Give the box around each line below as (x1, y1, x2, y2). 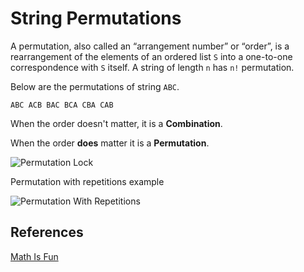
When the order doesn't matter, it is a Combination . (10, 117, 223, 129)
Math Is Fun (10, 250, 59, 262)
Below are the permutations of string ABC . (10, 80, 180, 92)
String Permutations (10, 7, 182, 30)
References (10, 224, 84, 241)
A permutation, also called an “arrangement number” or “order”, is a (10, 40, 290, 52)
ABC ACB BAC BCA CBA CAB (10, 100, 114, 110)
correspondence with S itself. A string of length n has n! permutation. (10, 61, 295, 73)
